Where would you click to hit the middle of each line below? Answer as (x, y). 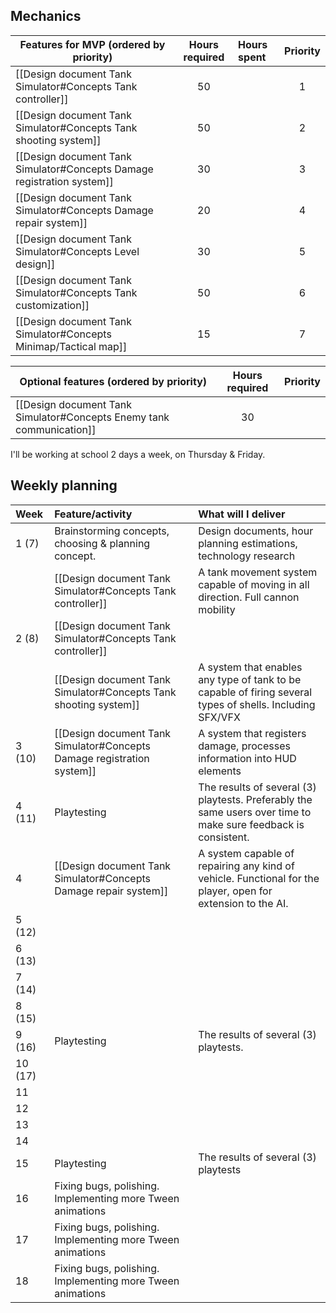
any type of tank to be (250, 679)
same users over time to (255, 812)
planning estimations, (248, 543)
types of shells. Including (257, 704)
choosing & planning (102, 543)
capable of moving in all (254, 584)
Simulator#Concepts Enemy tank (92, 417)
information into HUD (247, 758)
